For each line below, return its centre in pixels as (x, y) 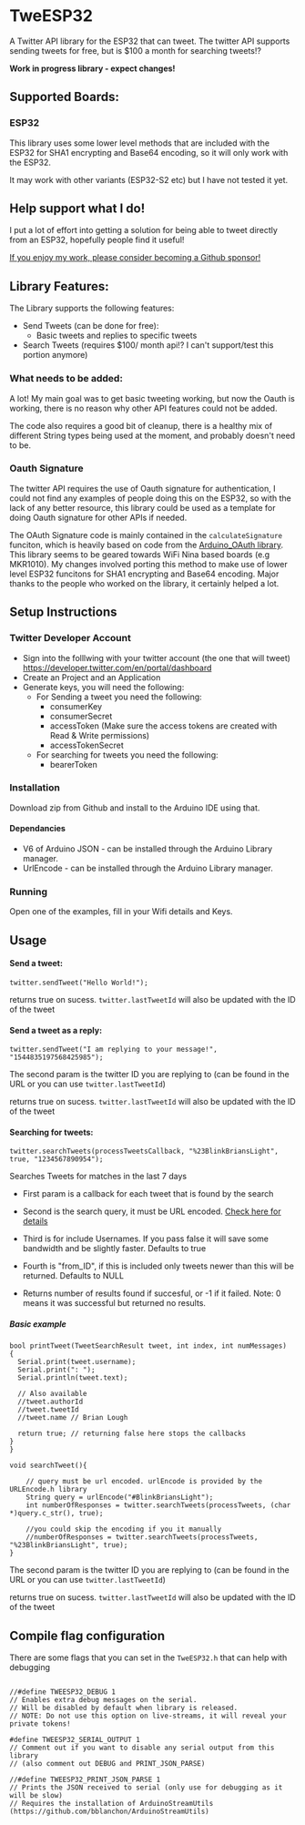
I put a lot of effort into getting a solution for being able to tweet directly (143, 230)
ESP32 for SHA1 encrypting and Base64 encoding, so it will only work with (149, 152)
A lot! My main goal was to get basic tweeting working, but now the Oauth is (152, 398)
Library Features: (59, 286)
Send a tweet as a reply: (56, 1030)
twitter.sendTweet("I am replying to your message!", (114, 1050)
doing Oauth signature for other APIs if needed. (98, 517)
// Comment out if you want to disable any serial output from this (142, 1748)
